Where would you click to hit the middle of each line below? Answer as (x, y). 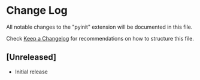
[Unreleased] (31, 57)
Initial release (31, 72)
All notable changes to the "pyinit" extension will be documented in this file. (99, 27)
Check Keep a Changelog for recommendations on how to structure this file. (100, 38)
